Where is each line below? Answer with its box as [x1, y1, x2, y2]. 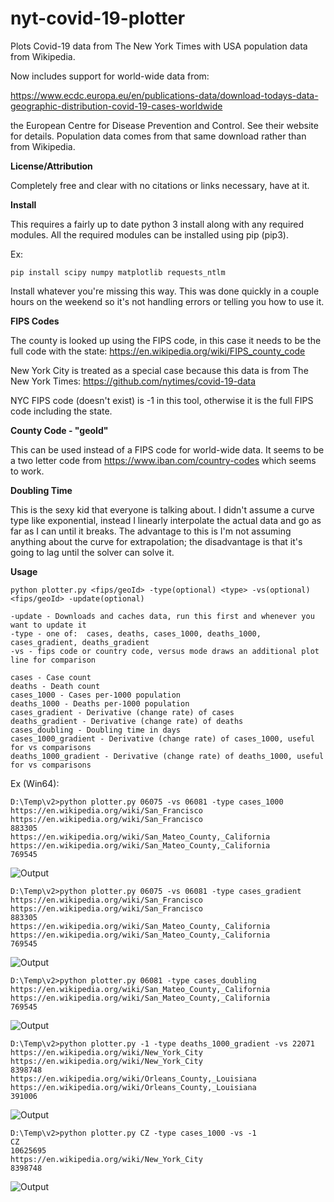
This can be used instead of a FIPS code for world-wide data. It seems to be [10, 443, 325, 456]
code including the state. [10, 405, 113, 417]
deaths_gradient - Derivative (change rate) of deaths [10, 716, 244, 726]
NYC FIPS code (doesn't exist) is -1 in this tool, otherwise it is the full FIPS [10, 394, 314, 406]
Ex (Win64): [10, 777, 60, 789]
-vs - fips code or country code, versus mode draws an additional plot [10, 646, 320, 656]
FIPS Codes [10, 315, 60, 327]
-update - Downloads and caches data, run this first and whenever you [10, 611, 315, 621]
